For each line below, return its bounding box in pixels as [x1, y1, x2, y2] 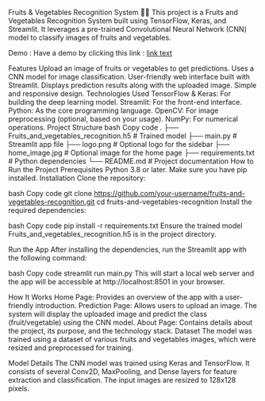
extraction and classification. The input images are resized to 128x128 [8, 376, 236, 384]
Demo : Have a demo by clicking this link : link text [8, 48, 173, 57]
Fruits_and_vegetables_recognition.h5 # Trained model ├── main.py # [8, 131, 238, 141]
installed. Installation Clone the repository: [8, 173, 146, 183]
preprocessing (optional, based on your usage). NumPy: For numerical [8, 114, 238, 123]
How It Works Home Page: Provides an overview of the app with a [8, 292, 224, 302]
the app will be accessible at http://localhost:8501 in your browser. [8, 277, 225, 286]
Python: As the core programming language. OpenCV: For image [8, 106, 219, 115]
